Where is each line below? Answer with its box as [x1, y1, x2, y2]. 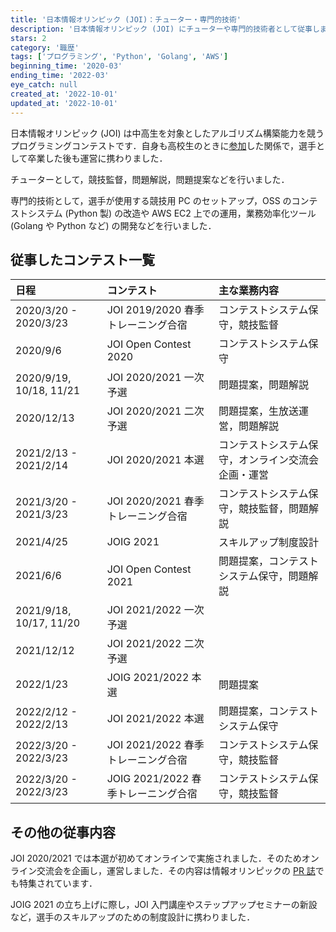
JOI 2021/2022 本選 [106, 712, 205, 726]
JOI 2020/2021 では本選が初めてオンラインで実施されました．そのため [10, 852, 302, 865]
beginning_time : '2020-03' [10, 61, 123, 71]
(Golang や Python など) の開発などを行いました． [10, 219, 217, 231]
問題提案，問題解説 [218, 378, 309, 392]
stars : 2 [10, 33, 47, 43]
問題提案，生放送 [218, 404, 299, 418]
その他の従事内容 [10, 824, 116, 841]
